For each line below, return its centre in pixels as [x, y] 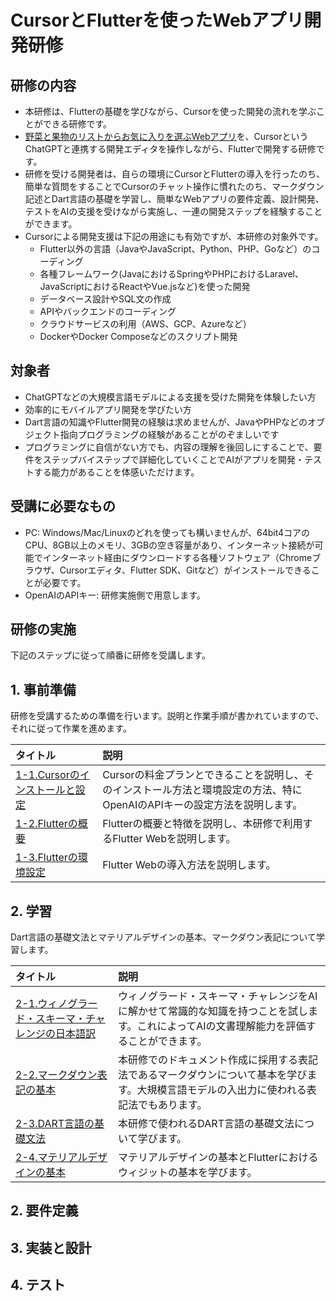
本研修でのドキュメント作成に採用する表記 [218, 1060]
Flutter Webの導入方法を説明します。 [189, 865]
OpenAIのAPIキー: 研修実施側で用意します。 [115, 595]
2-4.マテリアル [51, 1158]
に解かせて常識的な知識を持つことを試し [213, 1011]
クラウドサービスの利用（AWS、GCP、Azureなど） [145, 324]
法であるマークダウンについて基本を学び [213, 1075]
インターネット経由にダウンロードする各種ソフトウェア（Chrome [177, 557]
